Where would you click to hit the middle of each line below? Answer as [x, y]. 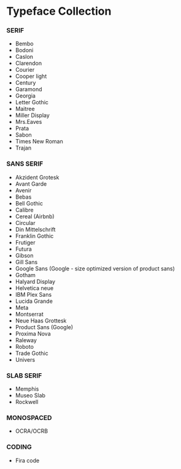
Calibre [24, 210]
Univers [25, 359]
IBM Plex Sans [33, 294]
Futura [23, 249]
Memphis [27, 389]
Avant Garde [31, 184]
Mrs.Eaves [29, 122]
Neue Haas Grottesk [41, 321]
